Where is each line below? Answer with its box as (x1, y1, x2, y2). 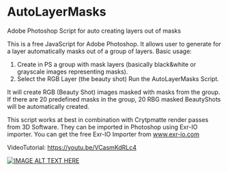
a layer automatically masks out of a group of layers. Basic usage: (7, 47, 193, 55)
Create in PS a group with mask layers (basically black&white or (16, 60, 197, 68)
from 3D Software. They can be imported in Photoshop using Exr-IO (7, 123, 198, 131)
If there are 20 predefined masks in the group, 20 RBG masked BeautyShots (7, 95, 221, 103)
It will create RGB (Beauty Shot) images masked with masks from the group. (7, 88, 220, 96)
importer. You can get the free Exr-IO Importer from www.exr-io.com (7, 130, 200, 138)
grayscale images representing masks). (16, 67, 128, 76)
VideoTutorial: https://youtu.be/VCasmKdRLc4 (7, 143, 137, 151)
